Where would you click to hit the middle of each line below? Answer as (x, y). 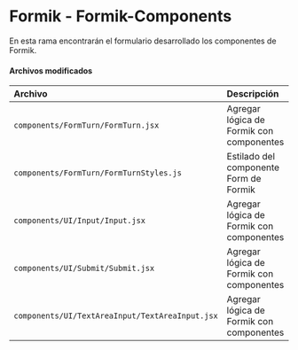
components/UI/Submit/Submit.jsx (84, 268)
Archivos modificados (51, 70)
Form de (244, 179)
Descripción (253, 94)
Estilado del (251, 157)
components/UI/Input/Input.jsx (80, 221)
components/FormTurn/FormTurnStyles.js (98, 173)
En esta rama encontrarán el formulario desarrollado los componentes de (143, 41)
